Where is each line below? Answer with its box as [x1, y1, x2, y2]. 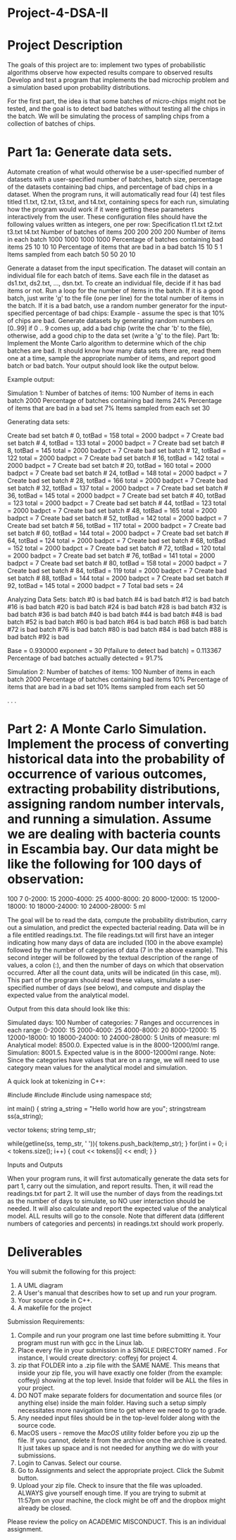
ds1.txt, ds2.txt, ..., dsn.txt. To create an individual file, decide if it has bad [7, 279, 221, 288]
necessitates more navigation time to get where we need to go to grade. [17, 1406, 227, 1414]
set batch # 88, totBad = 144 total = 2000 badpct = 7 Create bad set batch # [7, 574, 229, 582]
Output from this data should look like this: [7, 1005, 130, 1013]
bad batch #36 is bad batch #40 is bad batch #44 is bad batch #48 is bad [7, 610, 223, 619]
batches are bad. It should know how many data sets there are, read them [7, 346, 222, 355]
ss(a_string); [7, 1112, 44, 1120]
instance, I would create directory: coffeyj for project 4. [17, 1353, 178, 1362]
